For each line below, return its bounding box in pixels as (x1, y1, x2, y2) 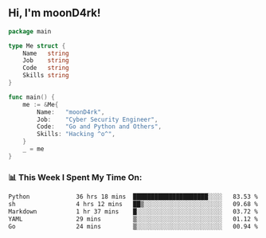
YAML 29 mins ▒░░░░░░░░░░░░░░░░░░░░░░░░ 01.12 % (8, 215, 259, 223)
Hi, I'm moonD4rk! (8, 6, 101, 20)
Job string (22, 57, 69, 64)
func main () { (8, 93, 56, 101)
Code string (22, 64, 69, 72)
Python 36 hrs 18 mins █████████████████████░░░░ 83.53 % (8, 193, 259, 201)
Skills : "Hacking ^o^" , (37, 131, 115, 139)
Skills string (22, 72, 69, 80)
